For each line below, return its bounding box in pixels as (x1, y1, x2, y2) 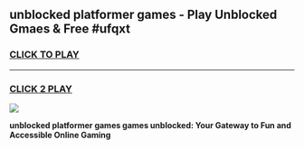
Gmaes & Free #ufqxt (9, 22, 131, 37)
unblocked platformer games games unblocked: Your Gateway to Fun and (9, 119, 292, 130)
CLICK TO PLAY (9, 49, 80, 61)
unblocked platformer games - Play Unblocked (9, 7, 278, 23)
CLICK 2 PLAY (9, 82, 72, 95)
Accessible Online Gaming (9, 129, 111, 140)
